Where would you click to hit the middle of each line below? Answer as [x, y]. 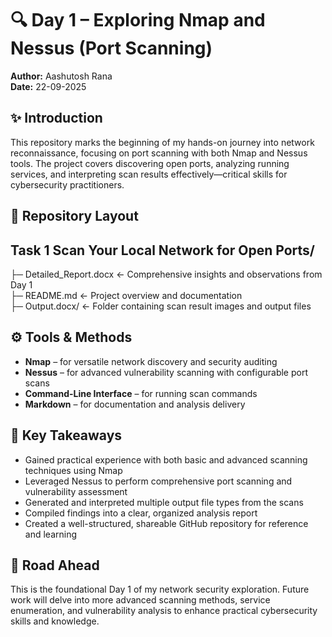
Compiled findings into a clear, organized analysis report [141, 513]
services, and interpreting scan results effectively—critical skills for [149, 174]
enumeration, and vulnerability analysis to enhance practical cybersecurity [164, 611]
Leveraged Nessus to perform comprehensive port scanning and [158, 481]
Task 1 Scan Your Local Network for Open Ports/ [162, 250]
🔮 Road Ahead [55, 565]
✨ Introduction [56, 118]
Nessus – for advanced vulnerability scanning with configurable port [166, 372]
